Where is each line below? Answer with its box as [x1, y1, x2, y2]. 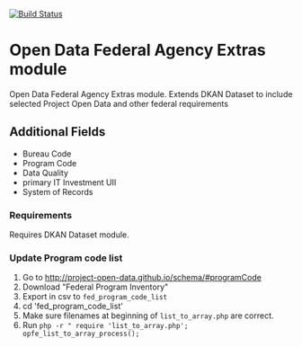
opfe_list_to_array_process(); [22, 329, 140, 339]
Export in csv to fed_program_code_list [22, 291, 168, 302]
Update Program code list [9, 252, 123, 264]
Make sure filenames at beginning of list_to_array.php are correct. [22, 310, 274, 321]
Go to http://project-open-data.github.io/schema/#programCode [22, 272, 262, 283]
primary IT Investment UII [22, 176, 117, 188]
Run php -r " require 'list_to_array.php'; [22, 320, 189, 331]
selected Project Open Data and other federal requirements [9, 98, 229, 109]
